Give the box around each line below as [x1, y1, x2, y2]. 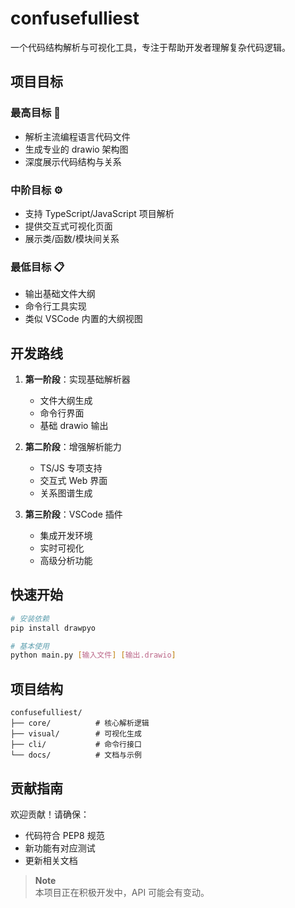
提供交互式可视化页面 [24, 220, 113, 232]
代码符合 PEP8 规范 [24, 829, 105, 841]
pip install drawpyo [10, 623, 97, 633]
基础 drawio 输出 [39, 420, 109, 432]
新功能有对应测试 [24, 842, 96, 854]
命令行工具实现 [24, 300, 87, 312]
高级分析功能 [39, 555, 93, 567]
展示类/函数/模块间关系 [24, 232, 120, 244]
